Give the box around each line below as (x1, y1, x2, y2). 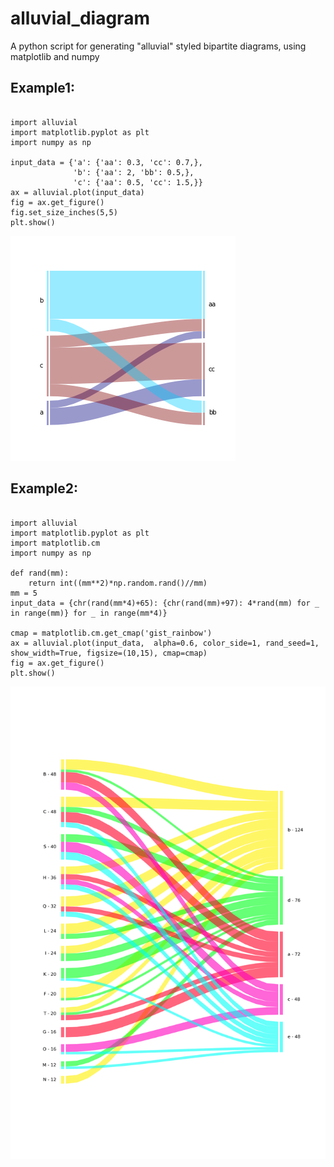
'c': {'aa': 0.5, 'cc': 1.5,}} (73, 177, 203, 187)
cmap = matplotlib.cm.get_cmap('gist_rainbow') (10, 628, 213, 638)
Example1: (10, 80, 76, 97)
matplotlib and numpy (10, 50, 100, 62)
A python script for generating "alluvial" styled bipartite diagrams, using (10, 40, 307, 52)
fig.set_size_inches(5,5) (10, 207, 118, 217)
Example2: (10, 480, 78, 497)
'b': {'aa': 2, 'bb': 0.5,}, (73, 167, 195, 177)
